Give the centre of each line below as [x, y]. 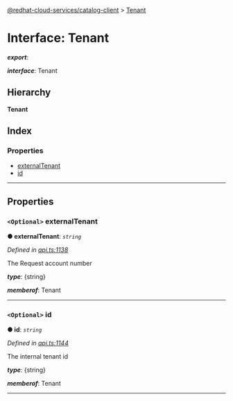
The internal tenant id [38, 357]
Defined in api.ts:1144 [38, 343]
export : [18, 57]
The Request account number [50, 264]
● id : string [25, 330]
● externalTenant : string [44, 237]
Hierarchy [29, 93]
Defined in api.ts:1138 [38, 250]
